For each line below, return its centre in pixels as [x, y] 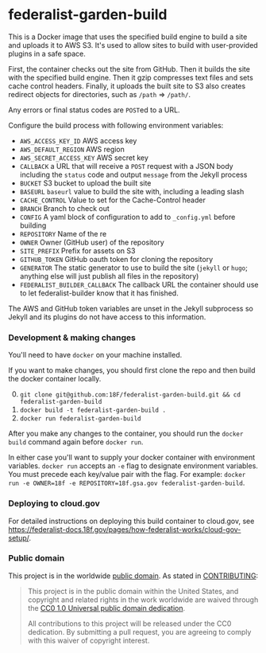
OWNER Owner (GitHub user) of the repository [92, 242]
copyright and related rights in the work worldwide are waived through [143, 600]
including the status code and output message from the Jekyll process [133, 174]
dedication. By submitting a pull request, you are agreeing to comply [139, 631]
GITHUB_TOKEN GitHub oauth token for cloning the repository [116, 259]
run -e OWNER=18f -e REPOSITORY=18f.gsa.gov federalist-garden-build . [127, 483]
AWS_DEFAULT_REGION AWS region [72, 149]
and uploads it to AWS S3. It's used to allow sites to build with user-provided [133, 45]
